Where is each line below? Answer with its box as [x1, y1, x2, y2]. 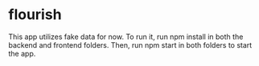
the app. [8, 49, 36, 58]
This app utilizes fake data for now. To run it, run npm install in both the [8, 32, 244, 41]
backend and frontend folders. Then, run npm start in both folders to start [8, 40, 253, 49]
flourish [8, 6, 62, 24]
